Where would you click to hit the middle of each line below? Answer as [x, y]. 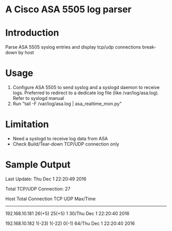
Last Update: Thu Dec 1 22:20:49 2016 [46, 179]
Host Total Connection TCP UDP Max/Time [50, 199]
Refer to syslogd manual [38, 98]
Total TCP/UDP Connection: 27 [38, 188]
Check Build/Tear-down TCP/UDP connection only [66, 144]
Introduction [32, 33]
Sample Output [38, 165]
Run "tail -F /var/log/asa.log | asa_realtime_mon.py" [67, 104]
